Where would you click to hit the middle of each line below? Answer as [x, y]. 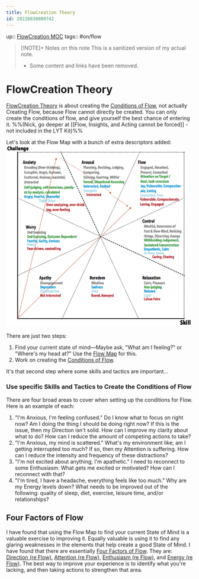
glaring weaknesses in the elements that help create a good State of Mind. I [98, 545]
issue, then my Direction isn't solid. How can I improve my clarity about [101, 430]
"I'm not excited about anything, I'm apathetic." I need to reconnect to [100, 461]
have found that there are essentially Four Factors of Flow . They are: [89, 551]
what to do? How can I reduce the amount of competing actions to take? [103, 436]
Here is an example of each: [41, 406]
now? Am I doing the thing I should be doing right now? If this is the [97, 423]
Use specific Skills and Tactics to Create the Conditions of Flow [99, 387]
